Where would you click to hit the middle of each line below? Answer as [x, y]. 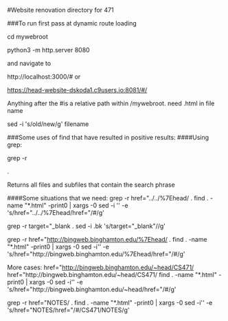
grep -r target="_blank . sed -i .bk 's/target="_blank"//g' [87, 226]
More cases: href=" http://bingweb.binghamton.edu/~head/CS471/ [101, 267]
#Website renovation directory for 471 [61, 10]
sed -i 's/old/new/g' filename [48, 124]
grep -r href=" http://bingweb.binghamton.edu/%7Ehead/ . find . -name [107, 239]
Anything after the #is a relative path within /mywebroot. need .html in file [111, 103]
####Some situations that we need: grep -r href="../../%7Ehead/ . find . [108, 198]
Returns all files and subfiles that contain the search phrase [91, 185]
